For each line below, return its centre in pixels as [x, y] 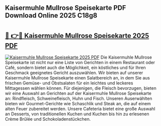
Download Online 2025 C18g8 [51, 16]
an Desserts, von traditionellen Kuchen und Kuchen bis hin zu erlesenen [77, 114]
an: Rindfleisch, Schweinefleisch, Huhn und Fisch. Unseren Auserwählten [79, 98]
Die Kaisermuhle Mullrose [126, 57]
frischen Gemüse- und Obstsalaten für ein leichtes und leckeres [69, 83]
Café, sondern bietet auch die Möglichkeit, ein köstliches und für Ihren [75, 68]
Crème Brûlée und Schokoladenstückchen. [48, 119]
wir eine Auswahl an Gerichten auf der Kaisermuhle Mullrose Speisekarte [78, 93]
